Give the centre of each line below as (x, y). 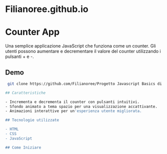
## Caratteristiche (25, 93)
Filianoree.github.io (47, 9)
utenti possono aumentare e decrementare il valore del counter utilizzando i (83, 51)
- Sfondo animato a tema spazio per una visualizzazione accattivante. (81, 106)
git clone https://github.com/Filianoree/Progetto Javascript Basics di (85, 83)
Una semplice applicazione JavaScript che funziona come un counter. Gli (80, 46)
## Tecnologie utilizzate (32, 120)
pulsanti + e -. (19, 56)
